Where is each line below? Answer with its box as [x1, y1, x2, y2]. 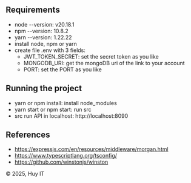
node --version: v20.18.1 [14, 21, 75, 28]
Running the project [5, 83, 82, 94]
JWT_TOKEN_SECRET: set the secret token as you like [23, 53, 159, 60]
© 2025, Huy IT [5, 170, 45, 178]
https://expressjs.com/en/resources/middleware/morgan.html [14, 146, 169, 153]
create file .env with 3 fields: [14, 47, 86, 54]
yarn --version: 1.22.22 [14, 33, 72, 41]
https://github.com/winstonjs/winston [14, 158, 109, 165]
